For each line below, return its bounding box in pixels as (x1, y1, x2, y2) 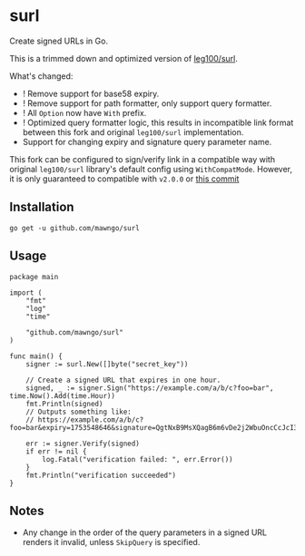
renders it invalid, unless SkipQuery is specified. (22, 537, 201, 548)
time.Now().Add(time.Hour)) (9, 391, 116, 400)
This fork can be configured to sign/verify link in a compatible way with (9, 153, 275, 164)
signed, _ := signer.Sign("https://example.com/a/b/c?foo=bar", (25, 383, 274, 393)
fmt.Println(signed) (25, 399, 103, 408)
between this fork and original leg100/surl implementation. (22, 126, 244, 137)
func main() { (9, 351, 64, 361)
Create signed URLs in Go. (9, 35, 109, 46)
